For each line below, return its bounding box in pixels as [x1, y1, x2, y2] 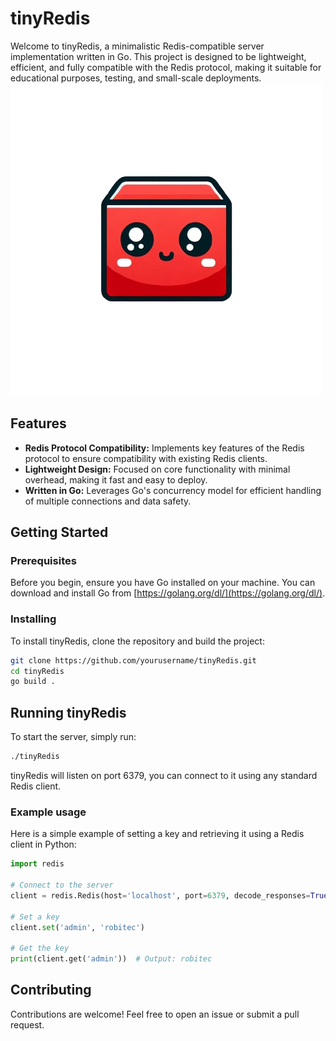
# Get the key [10, 943, 70, 954]
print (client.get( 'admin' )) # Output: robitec [10, 954, 213, 964]
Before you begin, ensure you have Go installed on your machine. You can [10, 577, 316, 589]
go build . [10, 677, 56, 687]
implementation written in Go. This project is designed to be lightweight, [10, 50, 307, 62]
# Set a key [10, 912, 60, 922]
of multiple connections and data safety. [24, 495, 192, 507]
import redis [10, 859, 65, 869]
